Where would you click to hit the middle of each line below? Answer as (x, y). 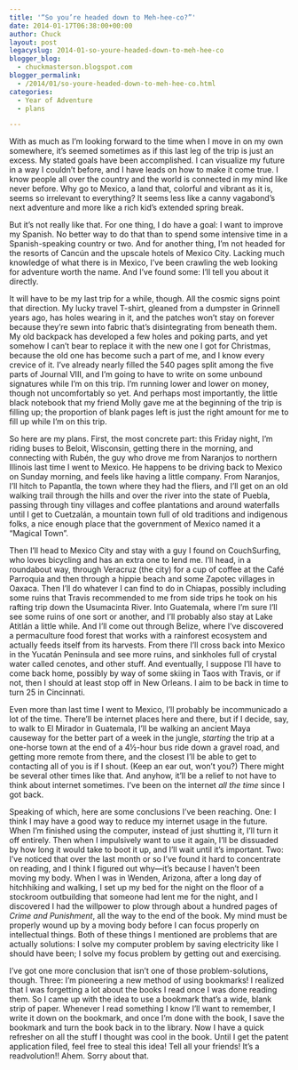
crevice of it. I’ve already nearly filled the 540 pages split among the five (141, 365)
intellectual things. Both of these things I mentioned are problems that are (143, 935)
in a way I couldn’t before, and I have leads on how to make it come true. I (144, 170)
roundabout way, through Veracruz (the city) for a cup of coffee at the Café (147, 569)
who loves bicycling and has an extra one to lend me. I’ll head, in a (130, 560)
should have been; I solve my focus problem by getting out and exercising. (145, 953)
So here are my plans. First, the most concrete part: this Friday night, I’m (141, 439)
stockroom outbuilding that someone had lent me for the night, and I (133, 897)
